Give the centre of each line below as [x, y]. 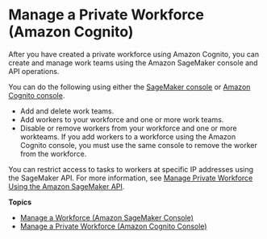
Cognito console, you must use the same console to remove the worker [139, 145]
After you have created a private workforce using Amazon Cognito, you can [134, 54]
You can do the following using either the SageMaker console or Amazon [129, 87]
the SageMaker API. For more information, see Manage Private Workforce [131, 178]
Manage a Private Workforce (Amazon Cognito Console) [113, 226]
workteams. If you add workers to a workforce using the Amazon [128, 136]
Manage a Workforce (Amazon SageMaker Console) [106, 217]
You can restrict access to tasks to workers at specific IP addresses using [131, 169]
